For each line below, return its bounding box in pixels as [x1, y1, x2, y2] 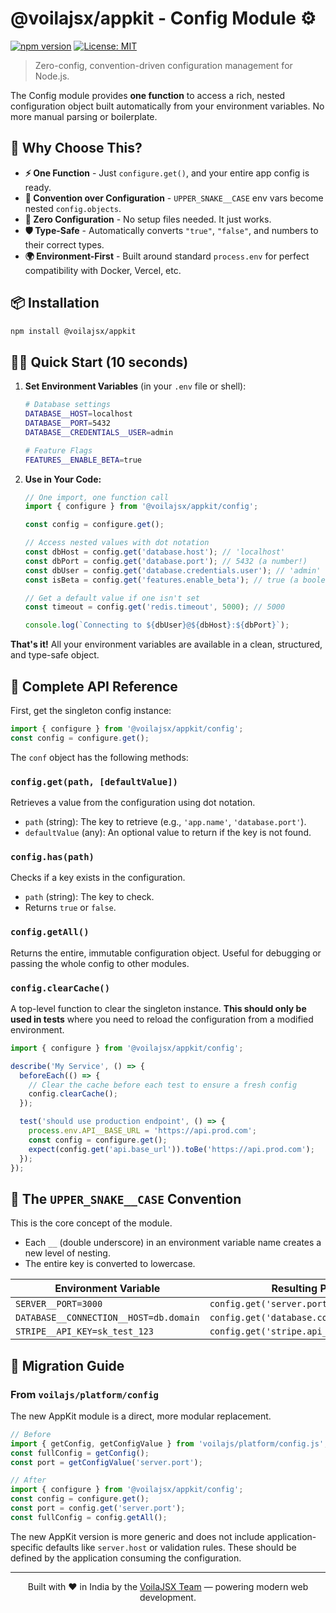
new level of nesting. [24, 1247, 111, 1259]
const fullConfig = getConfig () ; [10, 1448, 150, 1458]
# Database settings [24, 400, 111, 410]
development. [139, 1591, 197, 1603]
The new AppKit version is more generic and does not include [10, 1530, 265, 1542]
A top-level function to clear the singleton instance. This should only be [10, 1002, 307, 1014]
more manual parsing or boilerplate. [10, 110, 158, 122]
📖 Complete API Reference [10, 678, 178, 695]
